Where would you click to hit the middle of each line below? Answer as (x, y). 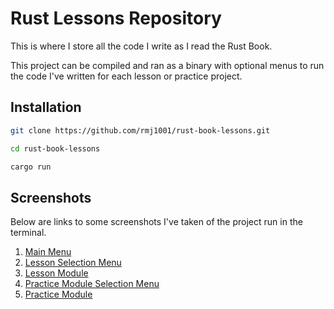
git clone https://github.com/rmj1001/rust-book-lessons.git (140, 130)
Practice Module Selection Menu (92, 284)
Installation (46, 107)
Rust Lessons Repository (116, 18)
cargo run (31, 167)
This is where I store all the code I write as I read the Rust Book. (141, 46)
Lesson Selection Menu (73, 263)
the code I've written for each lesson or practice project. (126, 76)
